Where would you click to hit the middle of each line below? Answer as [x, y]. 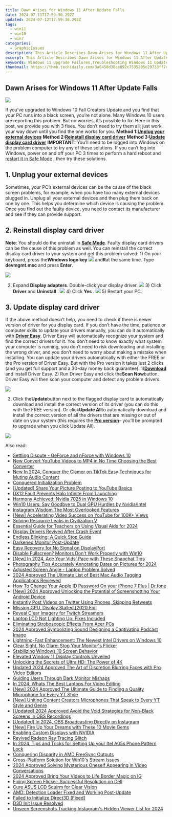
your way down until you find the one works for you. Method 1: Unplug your [85, 131]
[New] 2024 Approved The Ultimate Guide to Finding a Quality [78, 689]
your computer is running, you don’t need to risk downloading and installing [85, 347]
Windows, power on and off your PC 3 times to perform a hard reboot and [83, 153]
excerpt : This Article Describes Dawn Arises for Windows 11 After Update [87, 58]
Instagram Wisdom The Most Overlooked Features [66, 510]
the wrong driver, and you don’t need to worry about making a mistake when [86, 352]
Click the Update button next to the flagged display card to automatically [88, 399]
